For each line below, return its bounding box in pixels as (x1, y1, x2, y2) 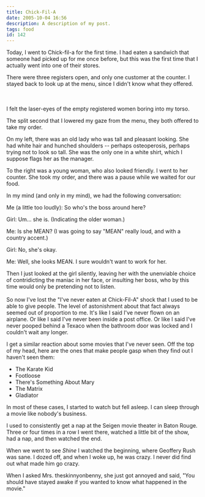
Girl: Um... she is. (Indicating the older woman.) (6, 216, 125, 223)
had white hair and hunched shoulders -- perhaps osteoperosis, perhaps (6, 142, 190, 149)
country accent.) (6, 234, 48, 241)
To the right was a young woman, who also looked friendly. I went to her (6, 167, 188, 174)
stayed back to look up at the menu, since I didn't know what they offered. (6, 80, 194, 88)
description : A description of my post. (6, 20, 111, 26)
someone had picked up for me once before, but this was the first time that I (6, 55, 198, 63)
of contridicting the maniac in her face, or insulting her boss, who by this (6, 276, 190, 284)
